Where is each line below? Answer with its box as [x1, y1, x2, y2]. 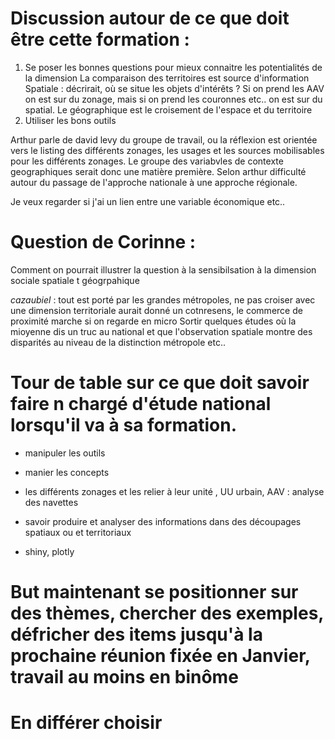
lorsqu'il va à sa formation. [10, 414, 238, 437]
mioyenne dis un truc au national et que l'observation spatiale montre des [10, 325, 313, 337]
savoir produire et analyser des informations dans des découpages [24, 515, 302, 527]
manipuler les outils [24, 447, 106, 459]
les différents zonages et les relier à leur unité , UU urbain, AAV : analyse [24, 485, 325, 497]
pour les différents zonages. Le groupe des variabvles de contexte [10, 155, 284, 167]
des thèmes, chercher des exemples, [10, 602, 324, 624]
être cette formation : [10, 28, 190, 51]
